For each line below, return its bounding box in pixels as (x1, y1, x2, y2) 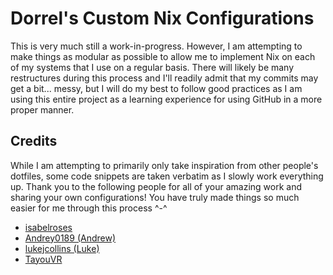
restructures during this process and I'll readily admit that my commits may (10, 72, 319, 84)
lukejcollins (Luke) (24, 242, 100, 254)
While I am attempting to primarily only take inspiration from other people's (10, 159, 319, 171)
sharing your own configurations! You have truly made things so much (10, 191, 300, 203)
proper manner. (10, 103, 75, 116)
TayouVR (24, 253, 63, 265)
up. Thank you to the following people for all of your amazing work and (10, 180, 303, 192)
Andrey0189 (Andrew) (24, 232, 117, 244)
